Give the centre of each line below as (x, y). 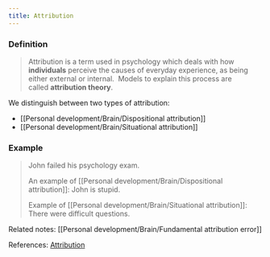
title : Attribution (41, 16)
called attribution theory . (71, 87)
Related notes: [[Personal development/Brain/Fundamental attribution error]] (135, 230)
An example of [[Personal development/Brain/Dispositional (125, 181)
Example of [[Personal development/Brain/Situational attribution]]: (137, 205)
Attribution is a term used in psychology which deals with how (131, 61)
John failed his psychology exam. (83, 165)
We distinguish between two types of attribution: (89, 102)
